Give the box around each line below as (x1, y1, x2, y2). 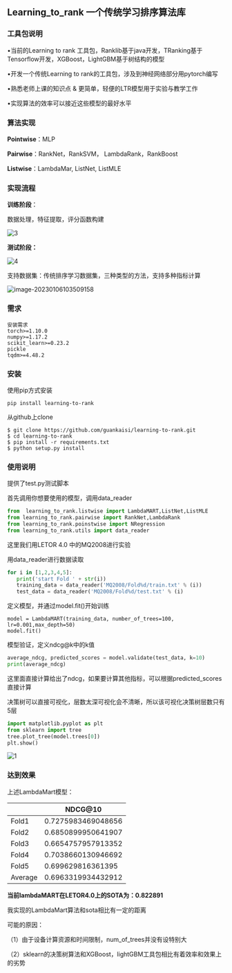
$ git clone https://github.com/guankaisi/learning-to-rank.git (7, 427, 196, 434)
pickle (7, 346, 26, 352)
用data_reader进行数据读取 (7, 555, 84, 563)
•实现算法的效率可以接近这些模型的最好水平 (7, 99, 132, 107)
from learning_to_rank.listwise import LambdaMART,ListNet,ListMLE (7, 508, 209, 515)
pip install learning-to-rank (7, 400, 95, 407)
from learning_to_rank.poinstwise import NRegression (7, 520, 166, 528)
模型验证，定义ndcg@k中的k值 (7, 641, 95, 649)
